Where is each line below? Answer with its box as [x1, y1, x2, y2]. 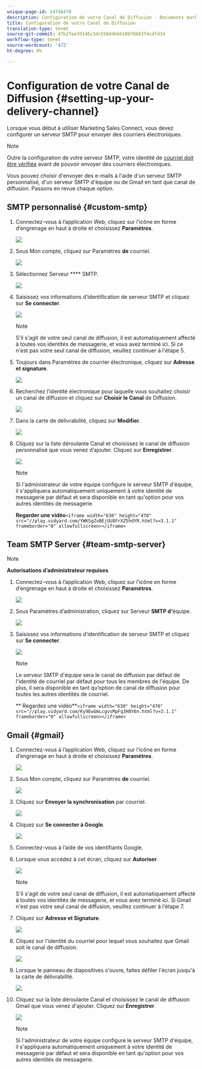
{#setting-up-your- [55, 91, 155, 105]
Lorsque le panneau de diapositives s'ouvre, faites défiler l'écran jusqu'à [15, 967, 195, 974]
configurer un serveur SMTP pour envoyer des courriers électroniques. [7, 130, 182, 138]
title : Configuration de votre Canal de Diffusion [7, 20, 136, 26]
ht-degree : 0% [7, 48, 43, 54]
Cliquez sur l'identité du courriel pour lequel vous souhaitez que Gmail [15, 938, 189, 945]
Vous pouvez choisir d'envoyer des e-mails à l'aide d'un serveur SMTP [7, 172, 182, 179]
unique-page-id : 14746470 [7, 8, 71, 15]
